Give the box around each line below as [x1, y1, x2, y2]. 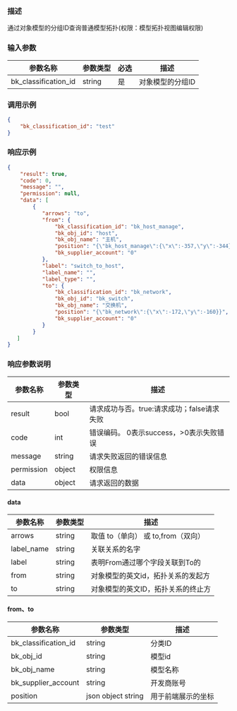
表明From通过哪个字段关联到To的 [90, 557, 201, 567]
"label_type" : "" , [42, 276, 97, 283]
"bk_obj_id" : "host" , [54, 230, 119, 237]
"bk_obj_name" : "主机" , [54, 236, 123, 243]
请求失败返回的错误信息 [89, 451, 167, 461]
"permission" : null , [20, 190, 80, 197]
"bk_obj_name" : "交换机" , [54, 302, 128, 309]
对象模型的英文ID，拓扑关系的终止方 [90, 584, 212, 594]
